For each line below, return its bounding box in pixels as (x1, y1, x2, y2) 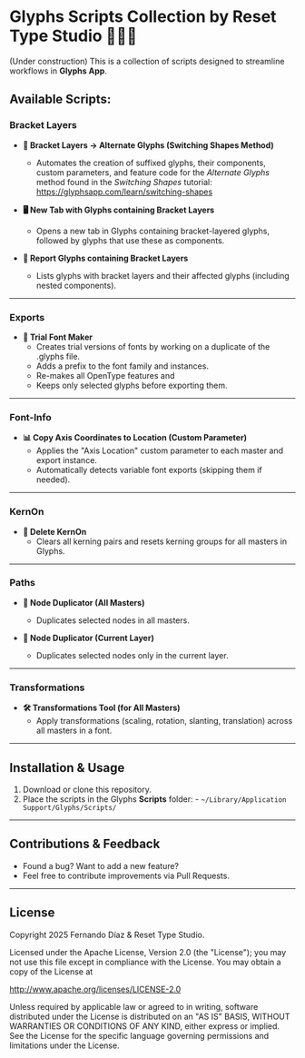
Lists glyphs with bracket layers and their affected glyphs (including (35, 270, 290, 281)
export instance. (35, 455, 98, 466)
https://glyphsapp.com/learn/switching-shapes (35, 186, 213, 197)
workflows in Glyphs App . (9, 65, 107, 76)
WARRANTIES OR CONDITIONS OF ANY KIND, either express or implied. (9, 1020, 280, 1032)
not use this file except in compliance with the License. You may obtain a (9, 956, 281, 967)
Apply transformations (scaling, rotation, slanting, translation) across (35, 716, 293, 727)
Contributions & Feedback (9, 836, 161, 852)
